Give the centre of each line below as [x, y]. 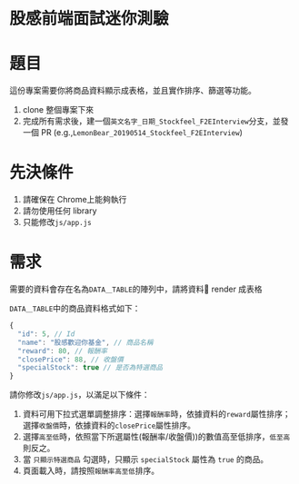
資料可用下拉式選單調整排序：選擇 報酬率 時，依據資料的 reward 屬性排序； [156, 414]
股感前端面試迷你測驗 [90, 19]
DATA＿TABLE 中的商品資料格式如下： [75, 308]
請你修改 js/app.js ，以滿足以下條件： [80, 395]
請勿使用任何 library [60, 211]
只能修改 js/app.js [57, 222]
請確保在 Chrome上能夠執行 [75, 200]
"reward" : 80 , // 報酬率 [62, 351]
